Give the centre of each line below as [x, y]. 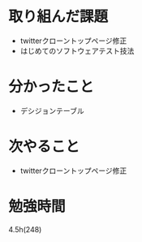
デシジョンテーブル [52, 110]
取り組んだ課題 [58, 17]
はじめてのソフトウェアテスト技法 [77, 50]
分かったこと [52, 87]
